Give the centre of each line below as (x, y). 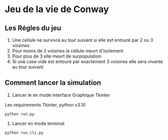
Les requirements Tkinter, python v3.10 (45, 105)
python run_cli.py (24, 132)
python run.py (20, 114)
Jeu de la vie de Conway (57, 9)
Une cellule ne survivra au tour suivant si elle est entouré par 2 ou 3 (82, 40)
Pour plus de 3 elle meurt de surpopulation (57, 56)
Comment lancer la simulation (53, 83)
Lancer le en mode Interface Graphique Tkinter (61, 95)
